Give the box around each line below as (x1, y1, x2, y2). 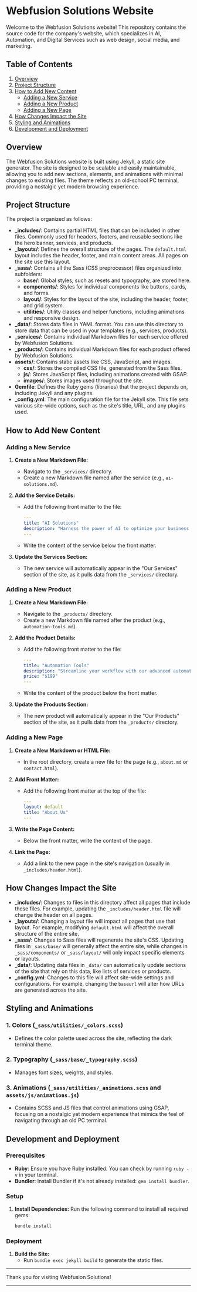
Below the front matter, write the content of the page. (23, 837, 152, 844)
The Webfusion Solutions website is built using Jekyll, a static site (6, 158, 165, 165)
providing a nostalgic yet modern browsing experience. (6, 183, 140, 190)
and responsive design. (23, 314, 80, 322)
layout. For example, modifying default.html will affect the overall (14, 923, 174, 931)
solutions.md (23, 482, 56, 488)
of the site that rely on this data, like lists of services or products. (14, 968, 172, 975)
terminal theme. (14, 1041, 53, 1048)
